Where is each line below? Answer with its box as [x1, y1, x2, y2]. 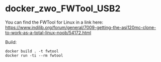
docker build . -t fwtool [5, 49, 59, 54]
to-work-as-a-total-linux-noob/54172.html [5, 30, 91, 35]
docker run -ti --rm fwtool [5, 53, 64, 58]
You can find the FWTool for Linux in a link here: [5, 19, 103, 25]
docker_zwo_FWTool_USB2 [5, 3, 121, 14]
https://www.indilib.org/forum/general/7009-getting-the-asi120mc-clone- [5, 24, 157, 30]
